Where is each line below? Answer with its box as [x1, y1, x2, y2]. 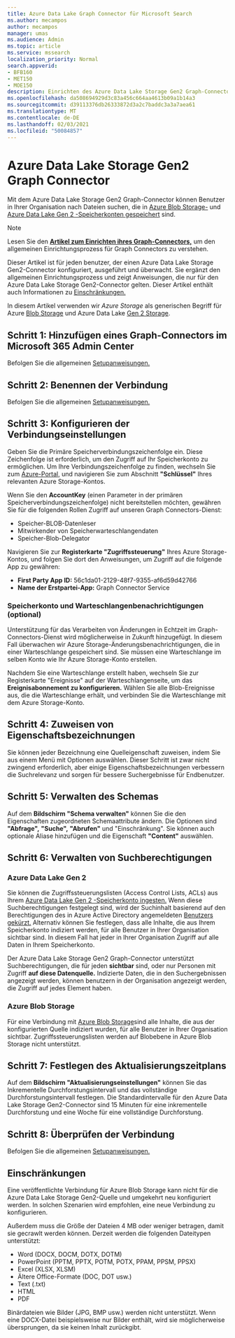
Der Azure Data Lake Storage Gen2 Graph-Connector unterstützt [7, 954, 194, 962]
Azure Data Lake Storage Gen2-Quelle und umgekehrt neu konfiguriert [7, 1193, 211, 1202]
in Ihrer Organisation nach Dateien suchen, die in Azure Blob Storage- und [7, 203, 221, 211]
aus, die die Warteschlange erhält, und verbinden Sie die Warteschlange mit [7, 691, 226, 699]
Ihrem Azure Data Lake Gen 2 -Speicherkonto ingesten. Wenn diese [7, 896, 203, 904]
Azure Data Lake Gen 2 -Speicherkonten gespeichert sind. [7, 211, 176, 219]
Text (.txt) [17, 1280, 46, 1288]
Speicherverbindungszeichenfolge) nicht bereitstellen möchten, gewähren [7, 498, 222, 506]
